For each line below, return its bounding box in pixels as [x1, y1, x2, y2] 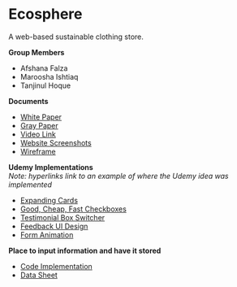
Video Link [19, 129, 57, 139]
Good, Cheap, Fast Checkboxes [19, 204, 127, 214]
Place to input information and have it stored [8, 246, 162, 255]
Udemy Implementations [8, 162, 93, 172]
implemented [8, 180, 53, 189]
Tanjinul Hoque [19, 80, 71, 90]
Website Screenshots [19, 137, 92, 147]
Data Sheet [19, 270, 58, 280]
